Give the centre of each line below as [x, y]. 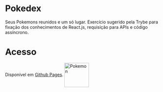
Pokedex [23, 9]
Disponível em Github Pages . [34, 74]
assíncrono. [17, 32]
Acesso [21, 52]
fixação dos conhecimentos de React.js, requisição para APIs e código [77, 27]
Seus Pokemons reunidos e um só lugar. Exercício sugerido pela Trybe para [82, 22]
